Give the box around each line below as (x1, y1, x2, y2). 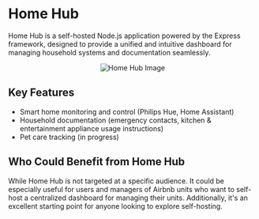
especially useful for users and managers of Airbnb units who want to (8, 184, 235, 194)
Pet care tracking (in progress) (19, 132, 120, 142)
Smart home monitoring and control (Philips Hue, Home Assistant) (19, 107, 235, 116)
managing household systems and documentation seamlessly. (8, 47, 211, 57)
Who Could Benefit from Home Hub (8, 155, 186, 168)
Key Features (8, 86, 75, 100)
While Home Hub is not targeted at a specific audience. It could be (8, 176, 225, 186)
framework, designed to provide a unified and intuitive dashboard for (8, 39, 232, 48)
